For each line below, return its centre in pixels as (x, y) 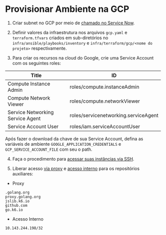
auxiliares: (23, 174)
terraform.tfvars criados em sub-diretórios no (60, 38)
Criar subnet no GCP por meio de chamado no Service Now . (73, 23)
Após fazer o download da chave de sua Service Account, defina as (74, 139)
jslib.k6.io (17, 201)
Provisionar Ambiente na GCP (67, 9)
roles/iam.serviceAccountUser (105, 126)
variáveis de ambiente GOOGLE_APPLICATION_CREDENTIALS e (63, 144)
